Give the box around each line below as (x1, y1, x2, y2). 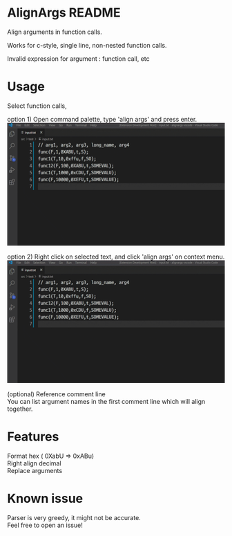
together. (7, 405, 33, 413)
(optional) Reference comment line (7, 389, 106, 398)
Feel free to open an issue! (7, 521, 83, 529)
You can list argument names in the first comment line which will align (7, 397, 206, 405)
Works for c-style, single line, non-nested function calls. (7, 41, 167, 49)
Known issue (7, 490, 84, 506)
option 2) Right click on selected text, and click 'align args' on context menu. (7, 252, 225, 261)
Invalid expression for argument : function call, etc (7, 54, 150, 63)
